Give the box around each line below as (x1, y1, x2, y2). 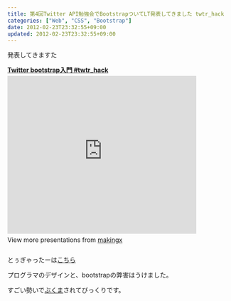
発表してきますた (7, 51, 58, 59)
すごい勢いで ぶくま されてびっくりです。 (7, 286, 125, 295)
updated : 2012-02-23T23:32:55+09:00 (7, 30, 116, 38)
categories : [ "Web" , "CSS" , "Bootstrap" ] (7, 17, 132, 24)
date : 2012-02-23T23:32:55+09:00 (7, 23, 107, 31)
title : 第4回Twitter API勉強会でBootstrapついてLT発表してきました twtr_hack (7, 10, 225, 18)
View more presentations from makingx (7, 236, 123, 244)
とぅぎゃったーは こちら (7, 255, 76, 264)
